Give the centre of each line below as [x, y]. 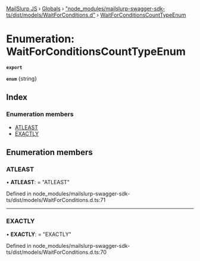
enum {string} [22, 78]
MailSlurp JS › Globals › [35, 9]
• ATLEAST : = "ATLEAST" [38, 182]
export [14, 67]
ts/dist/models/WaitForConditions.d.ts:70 [57, 252]
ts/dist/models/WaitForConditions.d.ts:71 [56, 200]
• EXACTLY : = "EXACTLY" [39, 234]
